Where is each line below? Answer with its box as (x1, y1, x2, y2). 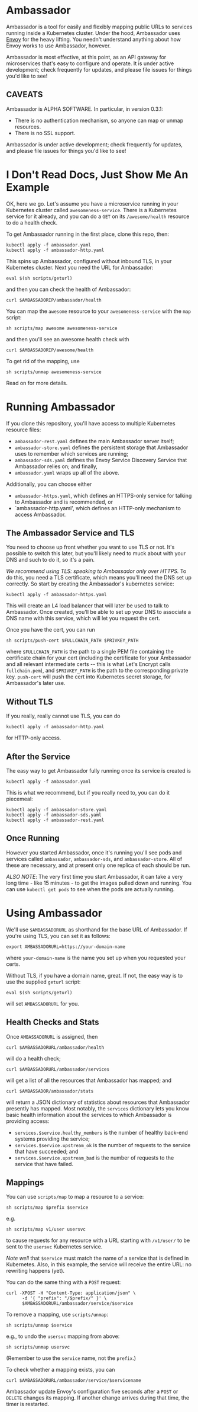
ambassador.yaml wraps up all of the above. (14, 469, 119, 476)
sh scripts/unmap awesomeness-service (6, 369, 102, 375)
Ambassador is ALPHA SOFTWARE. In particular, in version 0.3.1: (6, 105, 164, 113)
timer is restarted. (6, 1401, 50, 1408)
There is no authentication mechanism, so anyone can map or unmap (14, 117, 184, 124)
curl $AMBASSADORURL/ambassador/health (6, 1044, 105, 1051)
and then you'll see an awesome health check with (6, 335, 129, 342)
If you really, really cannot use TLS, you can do (6, 712, 121, 720)
